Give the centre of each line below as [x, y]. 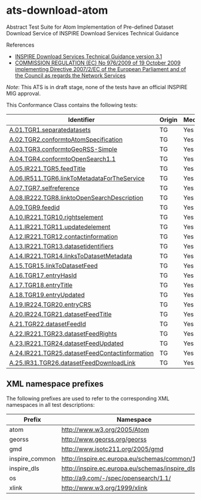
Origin [168, 119]
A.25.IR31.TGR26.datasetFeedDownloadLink [72, 363]
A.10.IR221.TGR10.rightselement [56, 217]
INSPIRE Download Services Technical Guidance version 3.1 [89, 56]
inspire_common [32, 459]
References [20, 45]
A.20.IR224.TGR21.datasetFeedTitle [60, 314]
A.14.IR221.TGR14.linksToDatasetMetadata [71, 256]
